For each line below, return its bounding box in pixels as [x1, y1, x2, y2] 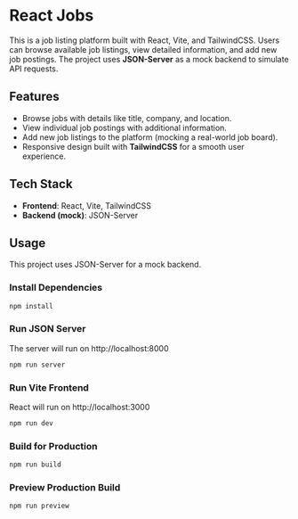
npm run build [9, 460, 62, 469]
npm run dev [9, 419, 53, 428]
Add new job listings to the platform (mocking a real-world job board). [21, 131, 278, 143]
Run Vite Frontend [9, 381, 89, 393]
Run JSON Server [9, 323, 86, 335]
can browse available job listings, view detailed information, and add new [9, 44, 278, 54]
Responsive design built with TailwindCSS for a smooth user [21, 141, 245, 152]
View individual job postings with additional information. [21, 122, 227, 133]
